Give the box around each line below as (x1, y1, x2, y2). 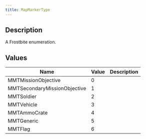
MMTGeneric (7, 117, 38, 124)
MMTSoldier (7, 93, 36, 100)
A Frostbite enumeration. (5, 39, 56, 45)
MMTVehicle (7, 101, 37, 108)
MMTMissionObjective (7, 77, 61, 84)
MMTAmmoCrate (7, 109, 48, 116)
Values (5, 53, 27, 62)
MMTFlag (7, 125, 30, 132)
